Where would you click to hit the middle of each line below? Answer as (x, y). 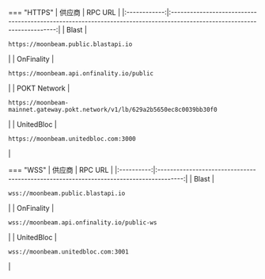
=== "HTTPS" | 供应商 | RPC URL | (64, 12)
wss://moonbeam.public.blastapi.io (67, 193)
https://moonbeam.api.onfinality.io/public (81, 74)
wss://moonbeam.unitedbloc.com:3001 (68, 252)
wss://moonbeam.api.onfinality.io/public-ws (83, 223)
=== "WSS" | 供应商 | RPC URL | (61, 170)
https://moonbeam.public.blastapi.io (70, 44)
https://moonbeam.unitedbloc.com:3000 (72, 139)
